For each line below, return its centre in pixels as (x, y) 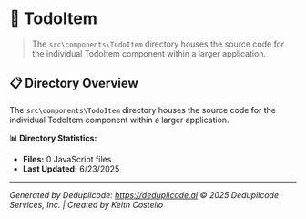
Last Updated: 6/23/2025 (71, 169)
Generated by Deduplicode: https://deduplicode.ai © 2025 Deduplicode (144, 194)
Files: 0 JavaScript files (67, 159)
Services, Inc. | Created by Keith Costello (87, 204)
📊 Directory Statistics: (53, 138)
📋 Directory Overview (74, 83)
